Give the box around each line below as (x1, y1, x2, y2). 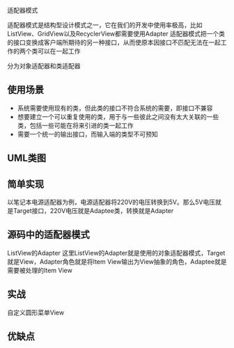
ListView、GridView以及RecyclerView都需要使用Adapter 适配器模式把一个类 (7, 30, 225, 38)
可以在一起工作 (37, 47, 81, 55)
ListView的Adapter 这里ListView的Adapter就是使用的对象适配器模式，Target (7, 248, 226, 257)
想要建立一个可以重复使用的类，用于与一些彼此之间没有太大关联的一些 (17, 112, 219, 120)
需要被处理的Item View (7, 266, 73, 274)
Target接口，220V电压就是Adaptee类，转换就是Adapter (13, 207, 174, 215)
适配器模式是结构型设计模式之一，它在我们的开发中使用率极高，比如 (7, 21, 203, 29)
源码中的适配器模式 (7, 229, 90, 241)
